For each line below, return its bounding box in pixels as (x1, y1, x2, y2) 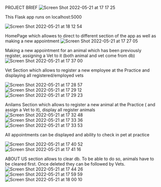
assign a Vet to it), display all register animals (5, 107, 96, 112)
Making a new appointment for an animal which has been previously (5, 48, 142, 53)
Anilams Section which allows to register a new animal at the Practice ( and (5, 102, 156, 107)
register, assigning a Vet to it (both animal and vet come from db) (5, 53, 135, 58)
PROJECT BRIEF (5, 5, 38, 10)
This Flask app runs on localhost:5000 (5, 14, 82, 19)
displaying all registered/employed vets (5, 73, 84, 78)
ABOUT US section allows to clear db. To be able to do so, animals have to (5, 156, 154, 162)
